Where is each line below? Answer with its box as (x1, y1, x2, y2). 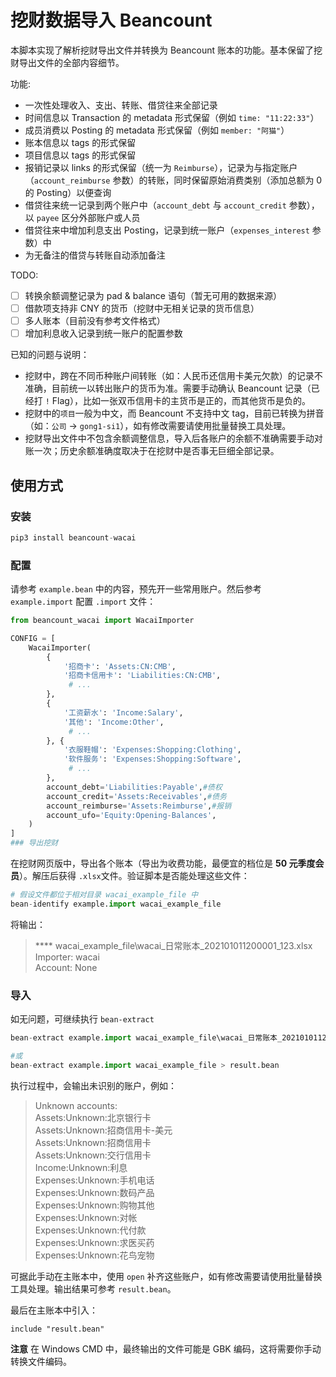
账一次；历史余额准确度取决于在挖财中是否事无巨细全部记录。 (24, 445, 280, 457)
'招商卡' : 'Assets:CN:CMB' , (63, 661, 177, 671)
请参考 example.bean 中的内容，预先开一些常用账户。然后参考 (10, 583, 262, 595)
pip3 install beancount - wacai (10, 532, 137, 543)
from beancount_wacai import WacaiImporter (10, 616, 195, 626)
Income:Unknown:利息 (34, 1161, 128, 1173)
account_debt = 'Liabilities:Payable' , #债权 (46, 782, 223, 792)
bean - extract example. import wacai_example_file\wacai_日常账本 (10, 1033, 278, 1043)
